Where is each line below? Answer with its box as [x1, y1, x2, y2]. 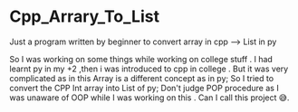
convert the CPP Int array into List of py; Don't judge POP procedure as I [9, 82, 279, 93]
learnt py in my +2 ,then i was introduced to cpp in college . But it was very [9, 63, 289, 74]
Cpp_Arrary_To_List [9, 6, 160, 27]
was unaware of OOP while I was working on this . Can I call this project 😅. [9, 92, 290, 103]
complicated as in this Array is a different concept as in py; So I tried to [9, 72, 274, 83]
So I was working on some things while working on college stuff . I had [9, 53, 274, 64]
